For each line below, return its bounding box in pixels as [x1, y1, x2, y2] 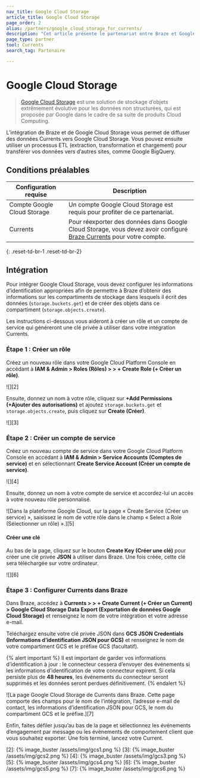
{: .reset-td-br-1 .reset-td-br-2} [6, 248, 82, 255]
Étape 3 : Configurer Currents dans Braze [6, 586, 128, 594]
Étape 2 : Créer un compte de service [6, 434, 116, 442]
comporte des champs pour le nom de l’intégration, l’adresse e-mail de [6, 697, 180, 705]
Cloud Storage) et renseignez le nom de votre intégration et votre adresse [6, 612, 189, 619]
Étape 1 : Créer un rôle [6, 345, 71, 354]
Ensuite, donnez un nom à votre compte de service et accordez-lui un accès [6, 489, 193, 496]
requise [24, 190, 48, 199]
